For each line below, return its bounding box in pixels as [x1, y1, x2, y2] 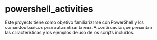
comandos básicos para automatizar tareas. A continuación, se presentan [5, 24, 153, 30]
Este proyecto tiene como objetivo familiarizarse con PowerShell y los [5, 19, 144, 25]
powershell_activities [5, 3, 93, 14]
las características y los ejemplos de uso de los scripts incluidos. [5, 29, 135, 35]
